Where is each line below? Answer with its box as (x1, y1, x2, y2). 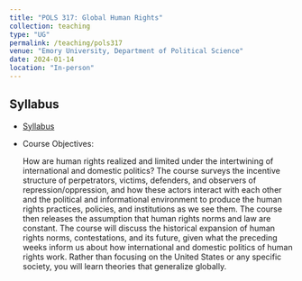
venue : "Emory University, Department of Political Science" (9, 47, 244, 56)
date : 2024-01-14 (9, 55, 75, 64)
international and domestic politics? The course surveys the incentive (22, 165, 281, 176)
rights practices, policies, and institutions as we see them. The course (22, 204, 282, 214)
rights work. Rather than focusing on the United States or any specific (22, 251, 282, 262)
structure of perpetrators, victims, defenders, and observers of (22, 175, 257, 186)
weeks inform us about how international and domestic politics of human (22, 241, 293, 252)
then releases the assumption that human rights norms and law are (22, 213, 271, 223)
